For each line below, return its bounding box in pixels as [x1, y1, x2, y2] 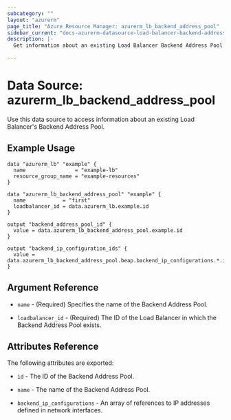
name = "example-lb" [13, 167, 118, 174]
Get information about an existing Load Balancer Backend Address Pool [13, 42, 223, 49]
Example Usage [7, 143, 76, 154]
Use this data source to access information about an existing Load [7, 115, 195, 123]
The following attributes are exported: [7, 359, 114, 367]
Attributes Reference [7, 340, 99, 352]
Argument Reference [7, 282, 99, 293]
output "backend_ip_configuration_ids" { [7, 245, 128, 252]
